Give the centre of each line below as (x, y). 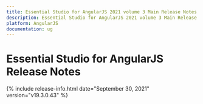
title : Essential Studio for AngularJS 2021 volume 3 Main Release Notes (102, 12)
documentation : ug (29, 29)
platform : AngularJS (33, 23)
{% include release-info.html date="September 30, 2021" (78, 89)
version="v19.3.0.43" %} (37, 95)
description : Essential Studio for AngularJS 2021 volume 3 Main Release (102, 18)
